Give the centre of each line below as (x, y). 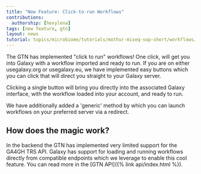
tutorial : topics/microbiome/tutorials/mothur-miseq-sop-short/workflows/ (101, 40)
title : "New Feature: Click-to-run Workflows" (65, 12)
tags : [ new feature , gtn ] (38, 28)
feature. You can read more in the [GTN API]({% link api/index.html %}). (95, 164)
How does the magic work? (58, 130)
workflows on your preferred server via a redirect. (68, 112)
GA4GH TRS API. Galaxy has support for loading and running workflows (95, 151)
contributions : (25, 17)
